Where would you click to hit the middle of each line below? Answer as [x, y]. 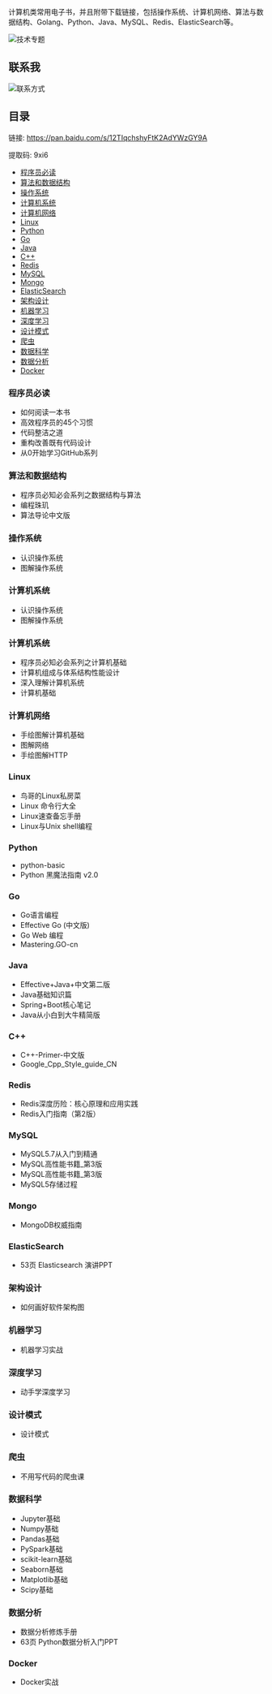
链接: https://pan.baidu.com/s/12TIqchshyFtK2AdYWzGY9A [108, 137]
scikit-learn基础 [46, 1559]
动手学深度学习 [45, 1391]
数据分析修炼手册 [49, 1632]
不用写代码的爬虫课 [52, 1476]
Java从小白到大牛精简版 [60, 1015]
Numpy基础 [39, 1528]
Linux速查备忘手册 [51, 816]
